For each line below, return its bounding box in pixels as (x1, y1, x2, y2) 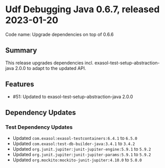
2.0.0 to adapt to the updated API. (15, 65, 86, 71)
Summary (5, 46, 37, 55)
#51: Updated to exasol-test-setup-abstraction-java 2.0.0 (12, 93, 133, 100)
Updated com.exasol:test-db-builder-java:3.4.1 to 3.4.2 (12, 140, 135, 147)
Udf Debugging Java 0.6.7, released (5, 4, 160, 15)
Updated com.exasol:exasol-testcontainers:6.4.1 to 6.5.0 (12, 135, 137, 141)
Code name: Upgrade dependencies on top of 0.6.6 (5, 31, 114, 37)
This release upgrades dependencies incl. (5, 60, 93, 66)
